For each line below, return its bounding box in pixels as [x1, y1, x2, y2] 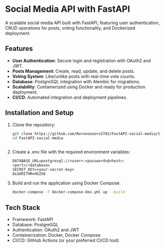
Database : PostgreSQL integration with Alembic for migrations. [12, 78, 140, 84]
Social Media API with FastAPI [5, 3, 131, 15]
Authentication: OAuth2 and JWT [12, 227, 80, 233]
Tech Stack [5, 203, 40, 212]
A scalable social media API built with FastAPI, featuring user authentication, [5, 20, 160, 26]
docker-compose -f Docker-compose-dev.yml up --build [12, 190, 125, 195]
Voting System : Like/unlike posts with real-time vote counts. [12, 73, 135, 79]
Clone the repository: [12, 122, 56, 128]
